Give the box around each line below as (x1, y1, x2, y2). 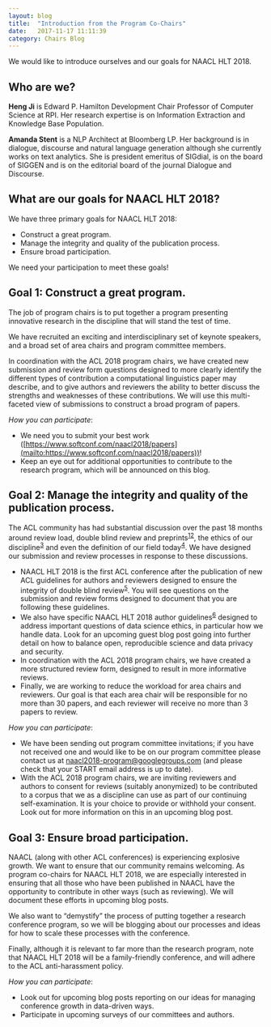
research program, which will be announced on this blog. (19, 465, 210, 475)
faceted (8, 398, 35, 409)
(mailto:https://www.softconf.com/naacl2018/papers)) (19, 447, 200, 458)
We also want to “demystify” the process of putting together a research (8, 910, 247, 920)
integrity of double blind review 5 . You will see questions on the (19, 584, 229, 595)
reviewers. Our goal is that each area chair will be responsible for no (19, 690, 248, 700)
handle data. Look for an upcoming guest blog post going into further (19, 629, 252, 640)
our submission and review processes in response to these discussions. (8, 551, 248, 560)
